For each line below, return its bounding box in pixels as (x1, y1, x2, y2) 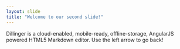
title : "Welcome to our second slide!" (6, 14, 104, 20)
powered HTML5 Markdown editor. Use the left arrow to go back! (6, 36, 164, 43)
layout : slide (6, 8, 41, 15)
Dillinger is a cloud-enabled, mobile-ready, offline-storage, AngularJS (6, 30, 174, 37)
